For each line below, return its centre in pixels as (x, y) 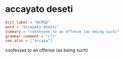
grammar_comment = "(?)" (31, 36)
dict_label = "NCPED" (28, 22)
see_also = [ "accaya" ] (29, 41)
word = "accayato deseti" (32, 27)
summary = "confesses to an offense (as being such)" (62, 31)
